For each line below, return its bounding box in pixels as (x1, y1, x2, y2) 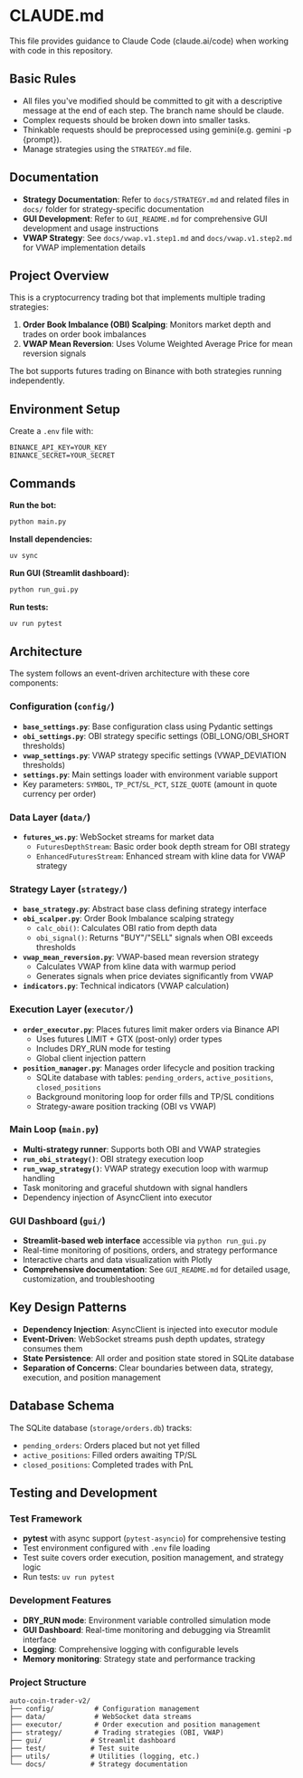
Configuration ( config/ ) (9, 700, 115, 713)
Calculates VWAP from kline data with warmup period (35, 961, 237, 972)
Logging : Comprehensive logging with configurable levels (22, 1643, 240, 1654)
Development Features (9, 1594, 111, 1607)
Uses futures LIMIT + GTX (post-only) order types (35, 1033, 223, 1044)
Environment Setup (9, 401, 120, 417)
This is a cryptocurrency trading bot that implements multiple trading (9, 292, 266, 303)
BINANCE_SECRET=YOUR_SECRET (9, 451, 116, 460)
